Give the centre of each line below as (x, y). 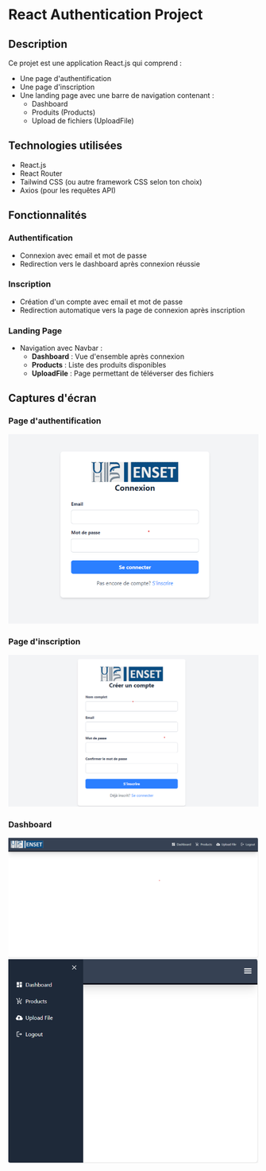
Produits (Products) (64, 112)
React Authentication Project (106, 15)
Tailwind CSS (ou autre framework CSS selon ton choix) (111, 181)
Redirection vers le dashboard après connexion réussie (110, 263)
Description (38, 44)
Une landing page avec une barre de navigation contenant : (117, 95)
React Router (41, 173)
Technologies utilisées (66, 146)
